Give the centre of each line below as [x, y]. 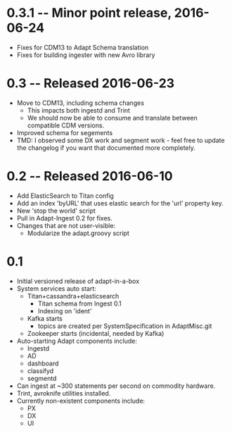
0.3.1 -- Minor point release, [89, 13]
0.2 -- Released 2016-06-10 [90, 176]
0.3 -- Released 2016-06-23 [91, 83]
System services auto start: [56, 288]
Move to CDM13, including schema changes [80, 103]
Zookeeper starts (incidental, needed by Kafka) [96, 333]
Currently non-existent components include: [81, 401]
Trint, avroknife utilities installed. [64, 393]
